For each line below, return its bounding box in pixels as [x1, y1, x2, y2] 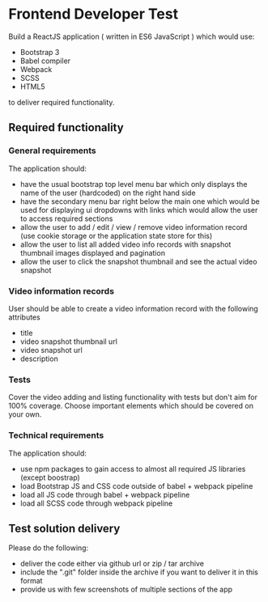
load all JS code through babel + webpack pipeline [19, 490, 190, 499]
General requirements [8, 145, 97, 156]
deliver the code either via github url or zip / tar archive [19, 559, 205, 569]
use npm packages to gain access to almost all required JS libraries [19, 464, 246, 473]
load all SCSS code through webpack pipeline [19, 498, 173, 508]
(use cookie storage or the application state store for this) [19, 231, 213, 240]
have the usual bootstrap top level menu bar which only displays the [19, 179, 248, 189]
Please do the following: [8, 543, 89, 553]
